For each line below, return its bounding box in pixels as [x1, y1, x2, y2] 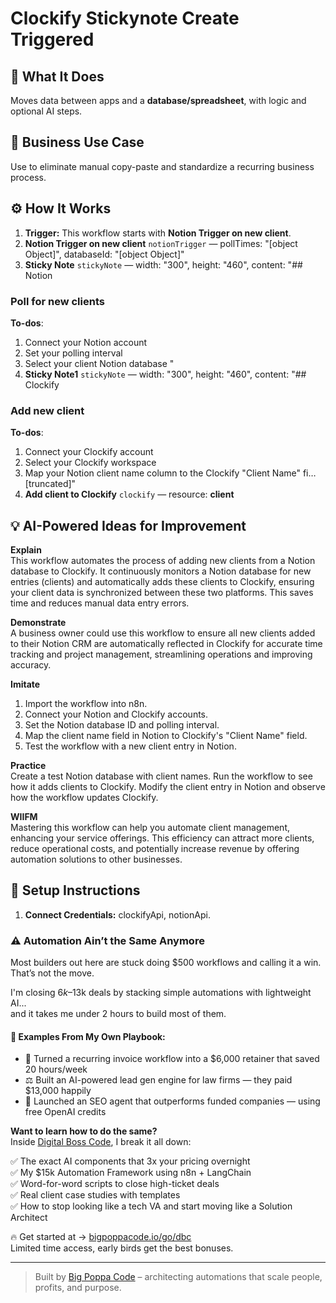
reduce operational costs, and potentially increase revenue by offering [10, 843, 300, 855]
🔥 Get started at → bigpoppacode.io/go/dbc [10, 1231, 192, 1243]
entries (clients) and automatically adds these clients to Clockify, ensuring [10, 576, 315, 588]
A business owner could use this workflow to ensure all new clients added [10, 627, 316, 639]
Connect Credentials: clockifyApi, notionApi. [24, 908, 211, 921]
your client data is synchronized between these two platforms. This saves [10, 587, 314, 599]
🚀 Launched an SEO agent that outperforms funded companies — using [24, 1095, 321, 1107]
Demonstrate [10, 617, 67, 629]
